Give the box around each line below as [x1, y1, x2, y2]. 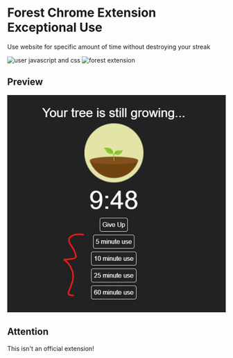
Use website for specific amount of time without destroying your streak [7, 42, 211, 51]
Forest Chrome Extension [7, 5, 157, 21]
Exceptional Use [7, 19, 103, 35]
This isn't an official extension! [7, 344, 95, 352]
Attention [7, 326, 49, 338]
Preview [7, 76, 44, 88]
